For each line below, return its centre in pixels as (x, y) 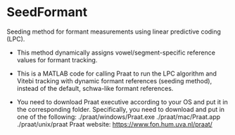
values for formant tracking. (57, 59)
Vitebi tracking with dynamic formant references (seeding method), (114, 80)
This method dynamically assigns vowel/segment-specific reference (116, 52)
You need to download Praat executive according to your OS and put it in (122, 101)
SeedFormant (47, 12)
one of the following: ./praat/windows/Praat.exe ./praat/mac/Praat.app (119, 117)
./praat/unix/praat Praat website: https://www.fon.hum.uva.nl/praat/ (114, 124)
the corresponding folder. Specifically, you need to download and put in (121, 109)
